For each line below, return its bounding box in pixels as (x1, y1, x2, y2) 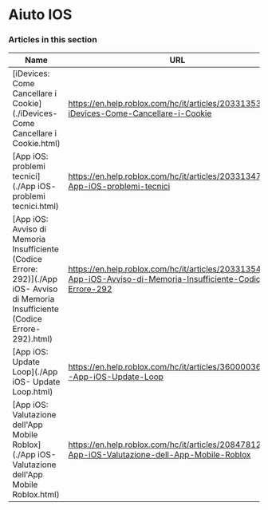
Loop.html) (12, 386, 53, 397)
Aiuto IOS (8, 6, 73, 24)
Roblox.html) (12, 489, 60, 500)
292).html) (12, 334, 53, 345)
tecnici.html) (12, 201, 60, 212)
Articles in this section (8, 34, 97, 45)
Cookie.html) (12, 138, 61, 149)
